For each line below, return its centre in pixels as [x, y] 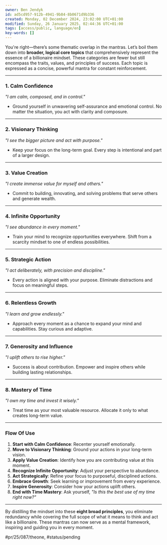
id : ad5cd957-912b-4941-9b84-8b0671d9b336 [50, 14]
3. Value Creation [27, 173]
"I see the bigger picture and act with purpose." [54, 140]
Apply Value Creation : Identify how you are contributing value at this [83, 460]
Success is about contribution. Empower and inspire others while [79, 367]
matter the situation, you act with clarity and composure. [70, 112]
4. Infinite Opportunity [33, 216]
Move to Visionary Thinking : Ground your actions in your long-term [82, 449]
